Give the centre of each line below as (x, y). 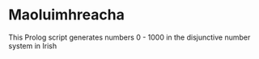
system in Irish (33, 45)
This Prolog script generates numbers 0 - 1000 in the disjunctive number (129, 37)
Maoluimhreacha (67, 15)
